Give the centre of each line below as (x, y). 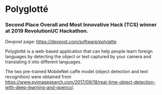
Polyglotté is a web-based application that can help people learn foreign (79, 51)
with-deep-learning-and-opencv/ (39, 88)
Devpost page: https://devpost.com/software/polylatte (61, 42)
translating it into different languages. (43, 62)
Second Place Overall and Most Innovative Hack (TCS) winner (81, 25)
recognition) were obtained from (38, 77)
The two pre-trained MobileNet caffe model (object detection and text (77, 72)
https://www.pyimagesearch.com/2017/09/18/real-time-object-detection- (80, 82)
